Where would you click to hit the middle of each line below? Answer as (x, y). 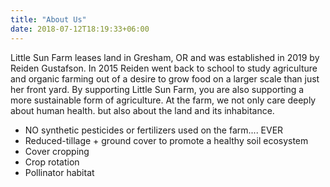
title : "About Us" (48, 19)
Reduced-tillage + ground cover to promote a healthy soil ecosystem (166, 140)
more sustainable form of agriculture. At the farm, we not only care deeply (163, 100)
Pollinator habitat (59, 172)
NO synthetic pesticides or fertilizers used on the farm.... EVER (154, 130)
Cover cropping (57, 151)
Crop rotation (52, 162)
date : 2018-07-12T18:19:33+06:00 (80, 29)
